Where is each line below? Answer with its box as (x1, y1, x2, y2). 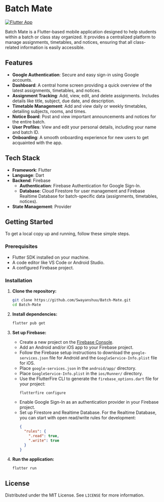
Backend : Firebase (12, 177, 51, 183)
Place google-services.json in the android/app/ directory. (19, 365, 137, 371)
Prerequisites (5, 243, 38, 250)
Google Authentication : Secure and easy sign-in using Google (12, 72, 139, 78)
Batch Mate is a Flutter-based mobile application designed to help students (5, 29, 157, 34)
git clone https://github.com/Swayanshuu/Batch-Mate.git (12, 297, 131, 302)
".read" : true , (28, 434, 60, 439)
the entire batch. (12, 118, 46, 124)
